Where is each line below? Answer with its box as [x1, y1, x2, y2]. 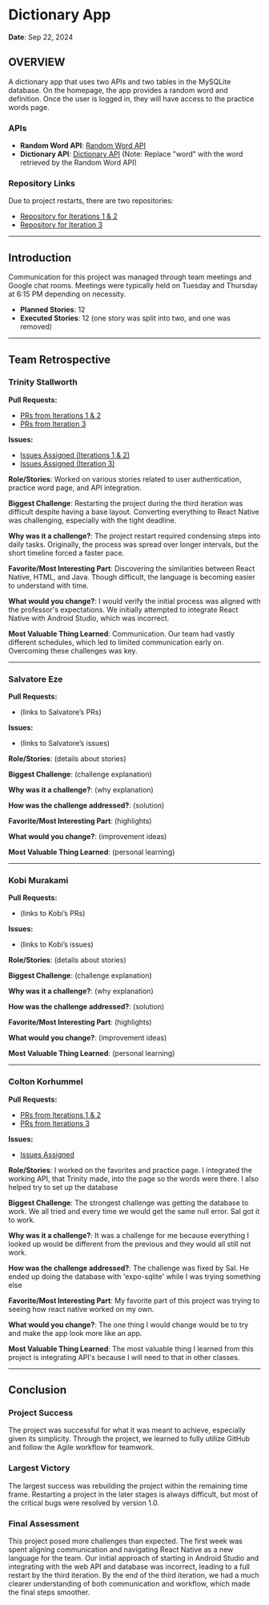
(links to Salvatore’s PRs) [19, 707, 102, 717]
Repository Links [8, 177, 76, 189]
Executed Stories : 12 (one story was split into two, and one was [19, 313, 231, 323]
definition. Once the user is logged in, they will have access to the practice [8, 94, 255, 104]
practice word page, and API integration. [8, 483, 142, 492]
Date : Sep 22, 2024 [8, 32, 74, 42]
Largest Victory [8, 1463, 70, 1474]
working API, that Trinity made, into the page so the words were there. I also [8, 1174, 259, 1183]
